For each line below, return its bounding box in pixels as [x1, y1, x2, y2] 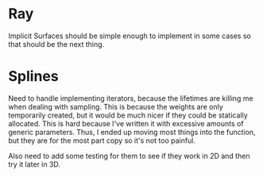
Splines [8, 67, 59, 86]
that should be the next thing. [8, 39, 105, 48]
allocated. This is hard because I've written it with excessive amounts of [8, 118, 244, 128]
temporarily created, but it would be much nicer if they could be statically [8, 110, 248, 120]
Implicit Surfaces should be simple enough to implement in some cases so [8, 31, 252, 40]
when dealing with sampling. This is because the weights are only [8, 102, 224, 111]
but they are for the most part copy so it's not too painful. [8, 136, 196, 145]
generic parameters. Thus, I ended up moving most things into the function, [8, 127, 256, 137]
